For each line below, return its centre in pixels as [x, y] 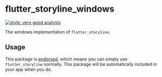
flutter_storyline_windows [60, 9]
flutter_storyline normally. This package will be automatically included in [81, 64]
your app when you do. [29, 69]
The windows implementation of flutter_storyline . [58, 32]
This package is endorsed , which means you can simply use [66, 59]
